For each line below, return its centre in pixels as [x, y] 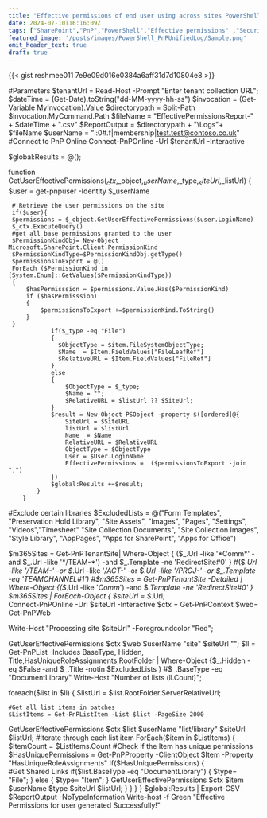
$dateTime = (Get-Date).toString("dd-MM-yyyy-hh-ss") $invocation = [123, 99]
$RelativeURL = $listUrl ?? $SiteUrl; [129, 400]
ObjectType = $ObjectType [108, 449]
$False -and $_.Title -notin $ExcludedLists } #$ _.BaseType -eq [121, 668]
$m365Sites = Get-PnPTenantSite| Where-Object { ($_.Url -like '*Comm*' [129, 553]
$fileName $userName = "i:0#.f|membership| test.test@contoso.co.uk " [124, 133]
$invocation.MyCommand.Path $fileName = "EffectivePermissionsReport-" [131, 116]
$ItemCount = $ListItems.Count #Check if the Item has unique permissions [131, 746]
